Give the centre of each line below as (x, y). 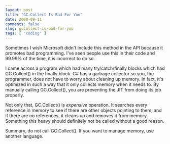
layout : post (19, 10)
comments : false (22, 24)
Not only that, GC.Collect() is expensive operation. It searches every (76, 105)
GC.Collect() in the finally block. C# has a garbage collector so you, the (80, 74)
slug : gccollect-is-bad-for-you (39, 29)
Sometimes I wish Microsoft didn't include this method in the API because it (84, 48)
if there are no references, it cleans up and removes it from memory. (77, 116)
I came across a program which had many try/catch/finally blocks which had (85, 68)
